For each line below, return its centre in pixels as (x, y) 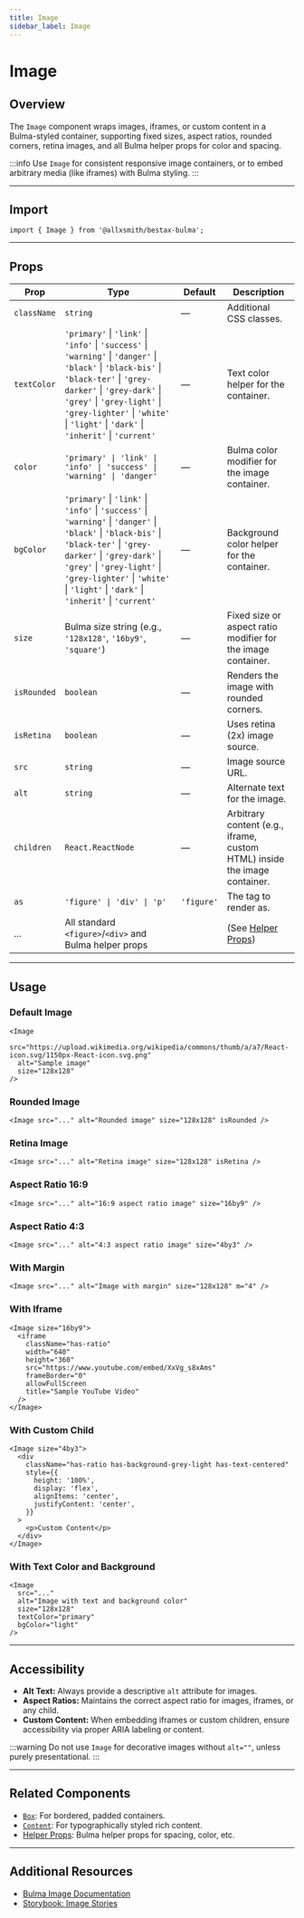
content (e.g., (255, 825)
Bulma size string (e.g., (113, 627)
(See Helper (252, 928)
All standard (90, 922)
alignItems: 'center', (76, 1496)
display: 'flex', (66, 1488)
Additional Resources (71, 1872)
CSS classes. (255, 319)
